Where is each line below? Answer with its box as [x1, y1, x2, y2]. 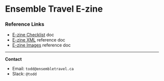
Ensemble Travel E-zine [5, 3, 103, 15]
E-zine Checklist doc [12, 32, 55, 38]
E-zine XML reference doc [12, 37, 65, 43]
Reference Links [5, 21, 45, 28]
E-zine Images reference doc [12, 42, 71, 48]
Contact [5, 56, 22, 62]
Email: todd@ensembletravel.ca [12, 66, 74, 72]
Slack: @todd [12, 71, 37, 77]
